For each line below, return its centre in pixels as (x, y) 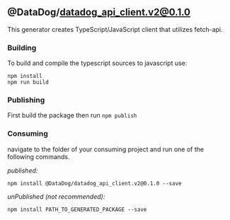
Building (22, 47)
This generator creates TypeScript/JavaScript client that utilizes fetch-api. (115, 29)
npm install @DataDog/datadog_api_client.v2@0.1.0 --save (94, 183)
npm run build (28, 82)
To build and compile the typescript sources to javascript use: (97, 63)
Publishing (26, 100)
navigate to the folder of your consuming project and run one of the (105, 149)
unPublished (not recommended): (56, 196)
